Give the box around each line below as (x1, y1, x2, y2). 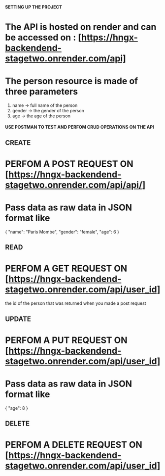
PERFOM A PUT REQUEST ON (5, 334, 128, 346)
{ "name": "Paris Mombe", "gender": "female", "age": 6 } (5, 229, 120, 235)
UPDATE (5, 315, 31, 323)
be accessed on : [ (5, 32, 82, 43)
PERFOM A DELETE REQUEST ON (5, 439, 143, 450)
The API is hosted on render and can (5, 21, 157, 32)
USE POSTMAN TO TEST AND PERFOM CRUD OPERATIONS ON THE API (5, 124, 154, 130)
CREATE (5, 139, 31, 147)
